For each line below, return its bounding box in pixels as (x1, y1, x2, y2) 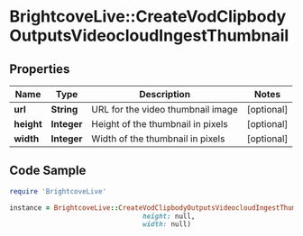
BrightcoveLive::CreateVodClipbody (9, 6, 287, 27)
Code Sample (9, 163, 87, 178)
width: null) (142, 220, 192, 229)
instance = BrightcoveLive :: (9, 203, 119, 213)
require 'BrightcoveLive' (9, 186, 106, 195)
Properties (9, 61, 70, 77)
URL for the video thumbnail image (91, 104, 239, 115)
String (50, 104, 78, 115)
